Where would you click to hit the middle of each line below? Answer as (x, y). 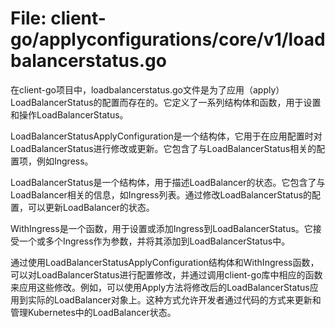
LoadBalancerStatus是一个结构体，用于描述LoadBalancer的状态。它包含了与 (168, 182)
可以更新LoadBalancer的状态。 (91, 207)
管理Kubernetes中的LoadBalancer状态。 (93, 312)
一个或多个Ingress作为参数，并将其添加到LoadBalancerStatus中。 (154, 241)
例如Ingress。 (65, 161)
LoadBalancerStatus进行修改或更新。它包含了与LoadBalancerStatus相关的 (163, 148)
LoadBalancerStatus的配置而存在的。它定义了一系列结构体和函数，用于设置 (166, 102)
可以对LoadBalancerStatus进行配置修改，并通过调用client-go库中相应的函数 (166, 274)
